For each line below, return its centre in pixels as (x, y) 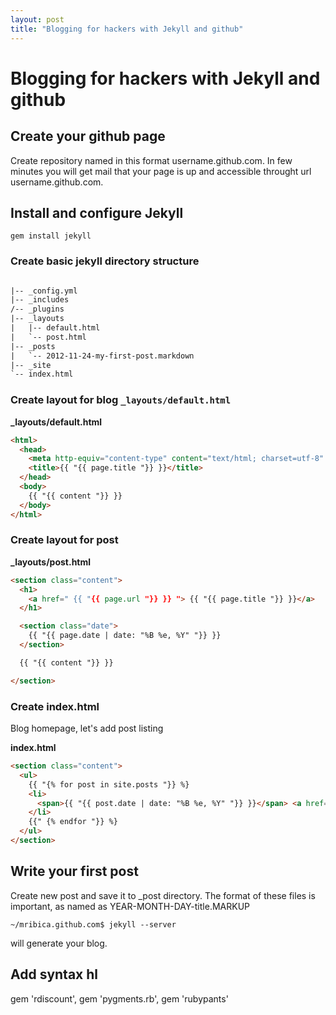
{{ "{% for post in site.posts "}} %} (109, 784)
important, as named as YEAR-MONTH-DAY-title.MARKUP (130, 906)
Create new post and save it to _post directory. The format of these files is (163, 895)
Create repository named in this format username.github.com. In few (151, 160)
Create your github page (88, 136)
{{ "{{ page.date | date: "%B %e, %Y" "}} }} (125, 636)
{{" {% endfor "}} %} (73, 822)
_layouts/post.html (51, 562)
